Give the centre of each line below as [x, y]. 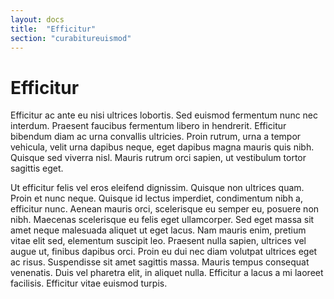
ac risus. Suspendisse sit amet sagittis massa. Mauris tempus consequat [160, 262]
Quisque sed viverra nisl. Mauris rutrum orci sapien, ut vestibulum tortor [158, 158]
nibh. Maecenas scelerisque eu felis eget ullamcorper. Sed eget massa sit [162, 220]
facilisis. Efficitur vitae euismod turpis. [89, 283]
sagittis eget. [37, 168]
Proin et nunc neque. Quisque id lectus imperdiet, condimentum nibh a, [157, 198]
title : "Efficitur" [53, 29]
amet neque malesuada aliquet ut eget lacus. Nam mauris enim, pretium [158, 230]
